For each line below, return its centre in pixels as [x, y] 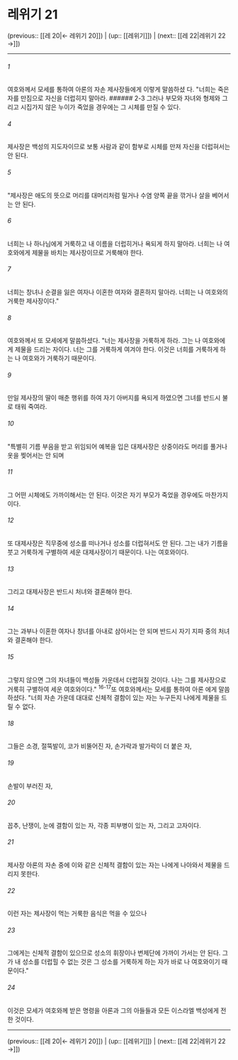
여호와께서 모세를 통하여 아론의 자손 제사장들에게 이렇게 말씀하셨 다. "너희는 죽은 [118, 89]
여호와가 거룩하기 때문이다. [59, 359]
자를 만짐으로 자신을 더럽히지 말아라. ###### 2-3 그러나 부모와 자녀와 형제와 [114, 98]
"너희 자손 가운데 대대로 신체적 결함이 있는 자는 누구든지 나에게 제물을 [124, 698]
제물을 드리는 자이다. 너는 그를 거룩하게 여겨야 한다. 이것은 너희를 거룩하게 [117, 349]
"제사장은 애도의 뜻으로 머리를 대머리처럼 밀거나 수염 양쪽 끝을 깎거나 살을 [109, 195]
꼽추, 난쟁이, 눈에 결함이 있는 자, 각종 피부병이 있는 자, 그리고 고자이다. [104, 825]
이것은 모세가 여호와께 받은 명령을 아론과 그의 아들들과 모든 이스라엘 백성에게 [113, 1010]
